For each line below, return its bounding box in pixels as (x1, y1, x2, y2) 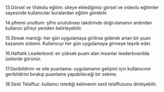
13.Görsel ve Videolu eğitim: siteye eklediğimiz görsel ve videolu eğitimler (5, 5, 159, 10)
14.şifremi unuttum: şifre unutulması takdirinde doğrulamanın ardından (5, 20, 152, 26)
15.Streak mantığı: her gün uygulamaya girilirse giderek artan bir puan (5, 35, 151, 41)
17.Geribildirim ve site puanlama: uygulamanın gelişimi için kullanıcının (5, 66, 151, 72)
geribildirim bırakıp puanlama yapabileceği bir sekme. (5, 71, 118, 77)
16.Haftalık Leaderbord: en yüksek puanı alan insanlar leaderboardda (5, 51, 150, 56)
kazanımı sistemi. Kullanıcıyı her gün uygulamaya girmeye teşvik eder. (5, 40, 152, 47)
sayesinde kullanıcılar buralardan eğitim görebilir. (5, 10, 108, 16)
